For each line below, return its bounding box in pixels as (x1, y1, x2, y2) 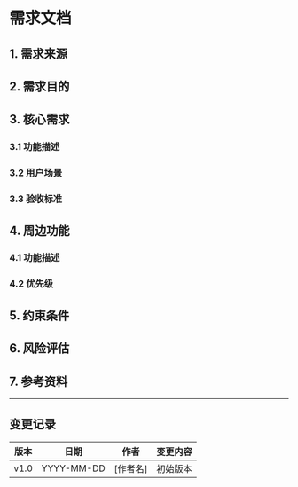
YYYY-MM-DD (41, 462, 106, 475)
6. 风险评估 (9, 341, 70, 356)
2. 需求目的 (9, 79, 70, 94)
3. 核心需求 (9, 112, 70, 127)
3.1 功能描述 (9, 141, 60, 153)
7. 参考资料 (9, 373, 68, 389)
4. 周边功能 (9, 223, 70, 238)
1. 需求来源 (9, 46, 68, 61)
